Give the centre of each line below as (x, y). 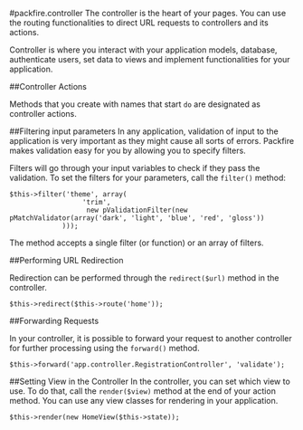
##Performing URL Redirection (66, 260)
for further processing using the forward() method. (105, 348)
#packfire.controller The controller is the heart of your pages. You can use (148, 13)
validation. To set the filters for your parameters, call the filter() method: (148, 177)
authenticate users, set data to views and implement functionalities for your (150, 59)
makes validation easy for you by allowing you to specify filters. (128, 150)
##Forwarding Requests (54, 321)
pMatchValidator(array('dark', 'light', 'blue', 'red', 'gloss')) (137, 218)
